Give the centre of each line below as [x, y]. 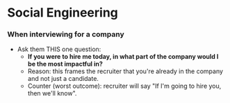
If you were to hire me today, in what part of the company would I [123, 57]
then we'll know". [52, 93]
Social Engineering [63, 13]
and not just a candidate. [63, 79]
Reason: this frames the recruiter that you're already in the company [125, 71]
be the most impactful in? [65, 64]
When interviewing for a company [66, 35]
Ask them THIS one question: [59, 49]
